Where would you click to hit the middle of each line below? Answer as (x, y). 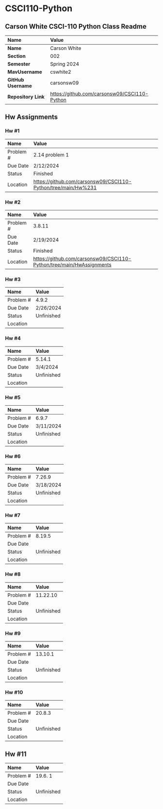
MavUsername (25, 72)
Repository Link (26, 97)
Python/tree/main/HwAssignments (72, 264)
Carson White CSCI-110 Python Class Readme (76, 26)
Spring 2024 (65, 64)
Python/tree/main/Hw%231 (65, 188)
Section (16, 56)
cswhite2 (61, 72)
